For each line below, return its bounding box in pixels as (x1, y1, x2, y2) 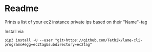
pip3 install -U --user (4, 37, 53, 43)
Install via (4, 28, 24, 34)
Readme (4, 3, 39, 14)
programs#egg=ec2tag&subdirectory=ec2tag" (4, 42, 92, 47)
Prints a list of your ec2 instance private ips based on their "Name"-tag (4, 19, 148, 25)
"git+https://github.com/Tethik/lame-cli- (55, 37, 143, 43)
